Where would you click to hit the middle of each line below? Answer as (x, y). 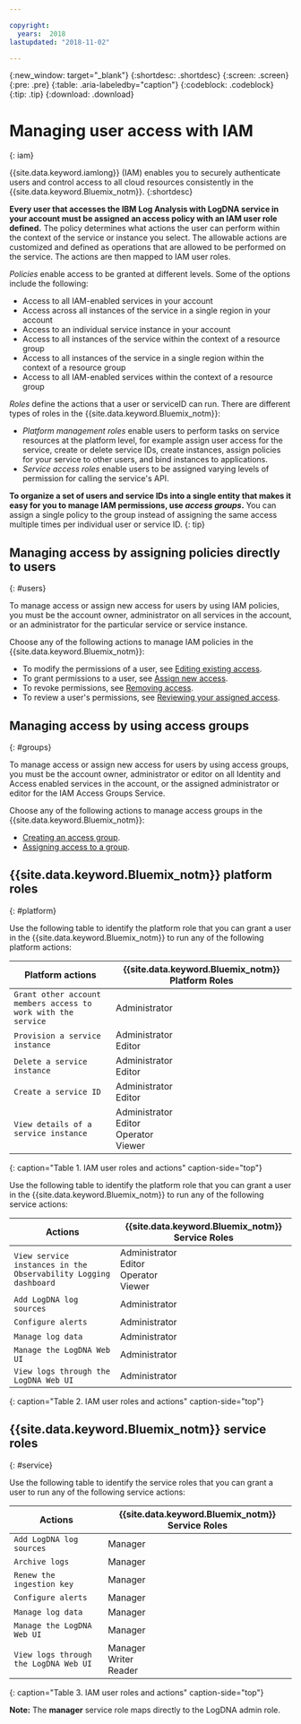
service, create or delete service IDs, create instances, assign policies (151, 450)
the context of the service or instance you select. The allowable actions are (148, 237)
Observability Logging (62, 1274)
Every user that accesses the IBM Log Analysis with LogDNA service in (144, 209)
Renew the (34, 1575)
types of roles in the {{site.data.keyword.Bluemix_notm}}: (115, 414)
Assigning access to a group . (76, 847)
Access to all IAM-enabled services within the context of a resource (147, 377)
